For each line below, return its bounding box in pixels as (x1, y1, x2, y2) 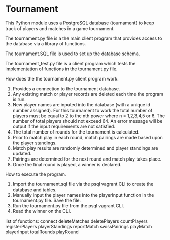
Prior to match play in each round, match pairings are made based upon (12, 134, 163, 140)
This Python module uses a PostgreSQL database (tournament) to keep (5, 20, 155, 26)
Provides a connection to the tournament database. (12, 85, 120, 92)
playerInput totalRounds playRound (5, 229, 79, 235)
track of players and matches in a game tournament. (5, 25, 115, 31)
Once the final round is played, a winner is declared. (12, 161, 122, 167)
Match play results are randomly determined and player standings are (12, 145, 158, 151)
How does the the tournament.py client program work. (5, 75, 119, 82)
